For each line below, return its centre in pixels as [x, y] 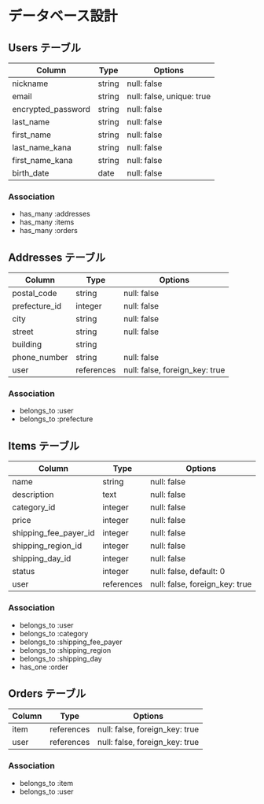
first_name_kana [42, 160]
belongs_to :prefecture [56, 419]
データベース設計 [63, 16]
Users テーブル [44, 48]
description [33, 495]
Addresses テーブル [57, 257]
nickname [30, 83]
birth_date [31, 173]
